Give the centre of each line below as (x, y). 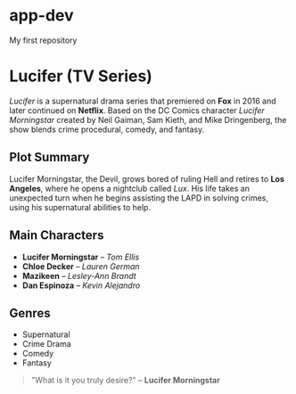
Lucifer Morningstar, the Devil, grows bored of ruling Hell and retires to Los (147, 178)
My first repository (43, 40)
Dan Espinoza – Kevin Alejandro (81, 285)
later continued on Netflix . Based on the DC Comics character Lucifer (137, 110)
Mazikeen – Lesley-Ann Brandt (79, 275)
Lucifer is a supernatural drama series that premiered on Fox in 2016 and (143, 101)
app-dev (41, 16)
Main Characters (57, 236)
